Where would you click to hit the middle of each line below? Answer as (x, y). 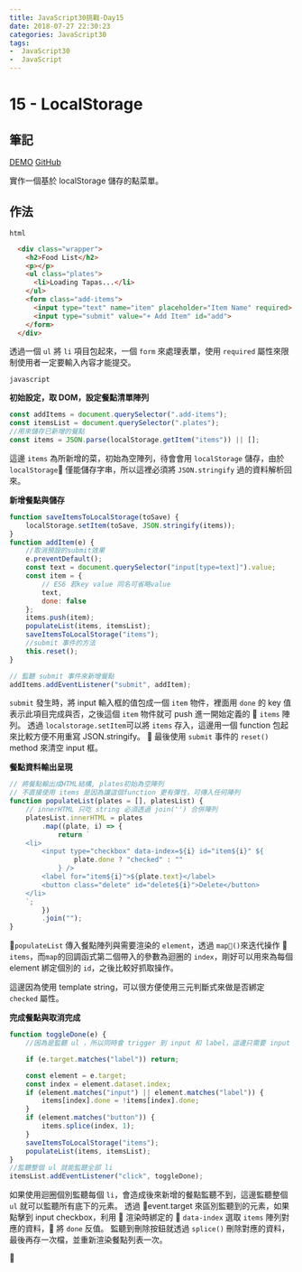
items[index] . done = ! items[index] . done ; (121, 1101)
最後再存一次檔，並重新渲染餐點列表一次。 (88, 1240)
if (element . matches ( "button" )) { (90, 1118)
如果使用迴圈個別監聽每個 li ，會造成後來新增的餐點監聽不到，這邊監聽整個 (149, 1195)
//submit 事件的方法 (61, 643)
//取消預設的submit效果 (65, 551)
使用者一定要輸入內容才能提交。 (76, 363)
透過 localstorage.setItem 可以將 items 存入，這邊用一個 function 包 (154, 725)
